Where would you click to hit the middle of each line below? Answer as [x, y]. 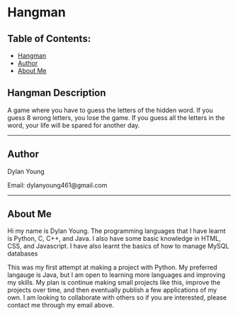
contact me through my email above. [61, 305]
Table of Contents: [49, 39]
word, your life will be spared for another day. [74, 125]
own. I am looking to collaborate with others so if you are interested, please [117, 298]
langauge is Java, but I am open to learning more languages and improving [116, 275]
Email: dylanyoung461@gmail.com [57, 185]
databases [23, 254]
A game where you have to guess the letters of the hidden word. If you [110, 110]
